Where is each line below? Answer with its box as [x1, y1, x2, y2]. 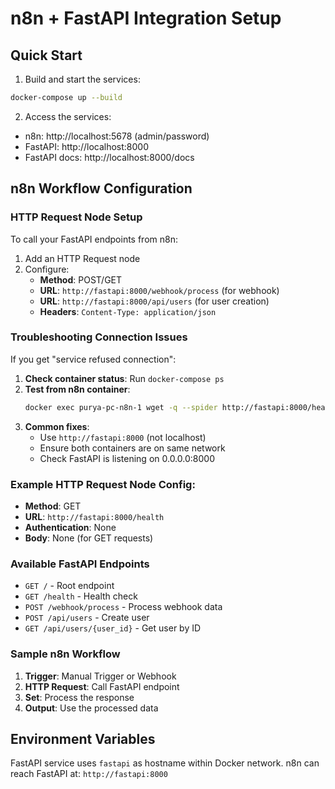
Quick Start [10, 47, 83, 64]
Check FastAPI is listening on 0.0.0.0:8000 [39, 452, 215, 464]
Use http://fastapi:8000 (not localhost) [39, 431, 207, 443]
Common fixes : [24, 420, 90, 432]
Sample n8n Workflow [10, 647, 121, 661]
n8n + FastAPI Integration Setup [10, 7, 282, 30]
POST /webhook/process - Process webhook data [24, 601, 223, 613]
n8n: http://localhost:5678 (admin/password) [24, 130, 210, 142]
